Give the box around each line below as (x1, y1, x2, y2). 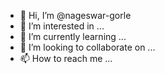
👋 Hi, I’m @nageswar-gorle (19, 10, 132, 21)
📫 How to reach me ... (19, 53, 113, 64)
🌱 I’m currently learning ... (19, 31, 127, 42)
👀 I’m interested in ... (19, 20, 105, 32)
